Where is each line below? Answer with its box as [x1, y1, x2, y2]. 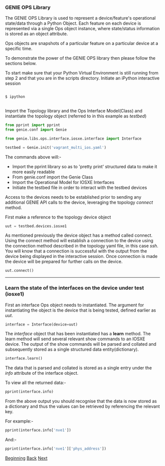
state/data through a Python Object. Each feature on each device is [5, 20, 141, 26]
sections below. [5, 61, 37, 67]
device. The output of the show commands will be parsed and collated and [5, 341, 157, 347]
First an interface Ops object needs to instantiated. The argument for [5, 302, 144, 308]
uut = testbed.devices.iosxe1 [5, 223, 67, 228]
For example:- [5, 418, 33, 424]
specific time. [5, 46, 33, 52]
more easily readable [12, 169, 55, 175]
